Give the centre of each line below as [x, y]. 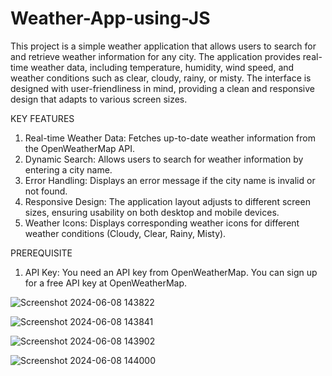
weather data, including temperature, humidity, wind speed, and [162, 67]
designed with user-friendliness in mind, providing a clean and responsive [162, 88]
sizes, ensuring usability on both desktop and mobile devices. [152, 212]
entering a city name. [68, 169]
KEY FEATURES [42, 118]
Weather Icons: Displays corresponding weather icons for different [162, 223]
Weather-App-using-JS [110, 18]
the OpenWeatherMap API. [79, 148]
